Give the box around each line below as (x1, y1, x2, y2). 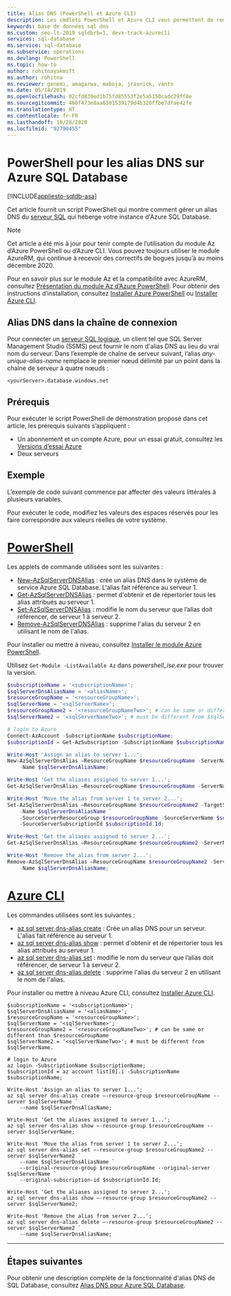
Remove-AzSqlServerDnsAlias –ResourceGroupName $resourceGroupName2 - (7, 858, 214, 865)
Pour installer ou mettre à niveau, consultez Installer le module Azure (7, 640, 202, 649)
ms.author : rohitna (7, 74, 63, 81)
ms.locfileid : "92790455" (7, 125, 81, 132)
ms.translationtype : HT (7, 106, 76, 113)
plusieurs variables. (7, 495, 63, 503)
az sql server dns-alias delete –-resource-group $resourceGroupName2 (7, 1218, 214, 1225)
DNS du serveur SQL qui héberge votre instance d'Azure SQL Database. (7, 213, 211, 221)
